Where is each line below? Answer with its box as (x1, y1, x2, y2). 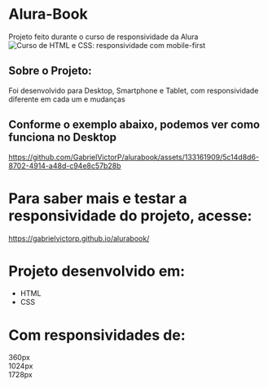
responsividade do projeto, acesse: (8, 207, 253, 224)
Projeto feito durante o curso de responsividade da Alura (8, 32, 199, 41)
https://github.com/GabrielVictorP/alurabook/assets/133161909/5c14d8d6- (8, 152, 259, 162)
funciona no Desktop (8, 131, 116, 145)
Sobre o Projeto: (8, 64, 92, 78)
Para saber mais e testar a (8, 189, 187, 207)
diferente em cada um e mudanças (8, 94, 125, 104)
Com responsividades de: (8, 326, 186, 344)
